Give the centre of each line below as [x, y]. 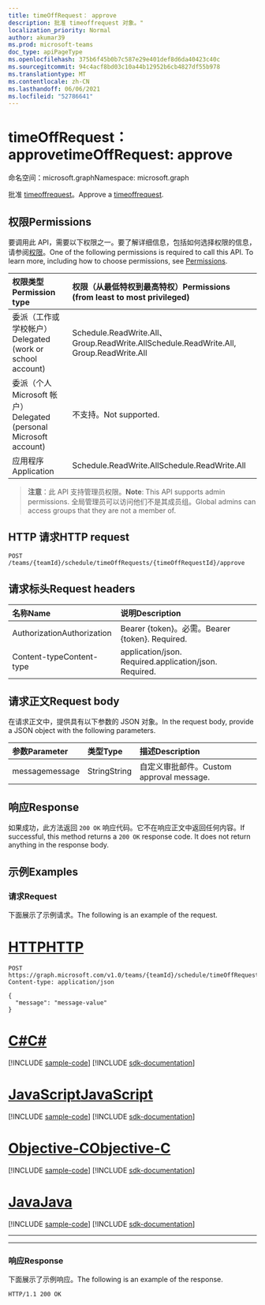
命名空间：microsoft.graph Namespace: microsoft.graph [99, 178]
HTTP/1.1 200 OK [35, 1294]
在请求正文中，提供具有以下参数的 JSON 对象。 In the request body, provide [131, 722]
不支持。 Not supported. [116, 415]
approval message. [175, 777]
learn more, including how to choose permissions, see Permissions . [118, 261]
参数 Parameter [40, 752]
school [25, 359]
